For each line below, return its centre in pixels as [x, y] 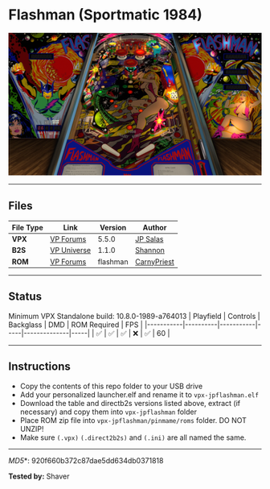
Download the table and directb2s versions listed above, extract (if [130, 403]
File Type [27, 227]
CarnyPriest [155, 261]
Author [155, 227]
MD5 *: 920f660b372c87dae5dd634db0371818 [86, 460]
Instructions [39, 367]
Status [25, 297]
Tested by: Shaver [39, 476]
